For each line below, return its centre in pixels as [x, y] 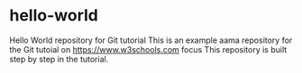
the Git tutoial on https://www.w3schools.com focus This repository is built [148, 49]
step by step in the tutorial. [59, 59]
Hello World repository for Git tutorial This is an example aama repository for [151, 40]
